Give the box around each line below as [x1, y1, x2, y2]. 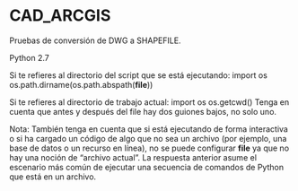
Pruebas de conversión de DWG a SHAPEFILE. [9, 35, 181, 46]
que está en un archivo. [9, 171, 97, 182]
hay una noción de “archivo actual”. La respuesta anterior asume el [9, 152, 258, 162]
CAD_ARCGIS [9, 5, 111, 26]
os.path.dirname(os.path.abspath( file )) [9, 79, 153, 90]
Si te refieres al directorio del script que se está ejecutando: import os [9, 69, 267, 81]
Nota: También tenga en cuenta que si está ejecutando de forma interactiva [9, 123, 289, 135]
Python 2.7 [9, 52, 49, 63]
